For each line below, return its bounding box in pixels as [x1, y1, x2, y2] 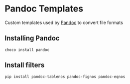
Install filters [4, 61, 45, 69]
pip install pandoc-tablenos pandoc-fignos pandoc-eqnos [4, 74, 126, 79]
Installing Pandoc [4, 34, 60, 42]
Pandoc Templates [4, 3, 83, 14]
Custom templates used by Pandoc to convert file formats [4, 19, 123, 25]
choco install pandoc [4, 47, 50, 52]
